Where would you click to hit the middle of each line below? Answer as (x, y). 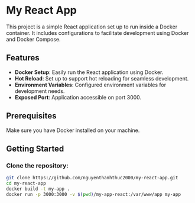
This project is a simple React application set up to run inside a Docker (92, 27)
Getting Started (35, 149)
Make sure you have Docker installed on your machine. (73, 130)
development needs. (40, 91)
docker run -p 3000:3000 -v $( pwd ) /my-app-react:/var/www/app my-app (94, 194)
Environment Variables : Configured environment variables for (90, 85)
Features (23, 58)
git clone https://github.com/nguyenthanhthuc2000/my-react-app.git (92, 178)
